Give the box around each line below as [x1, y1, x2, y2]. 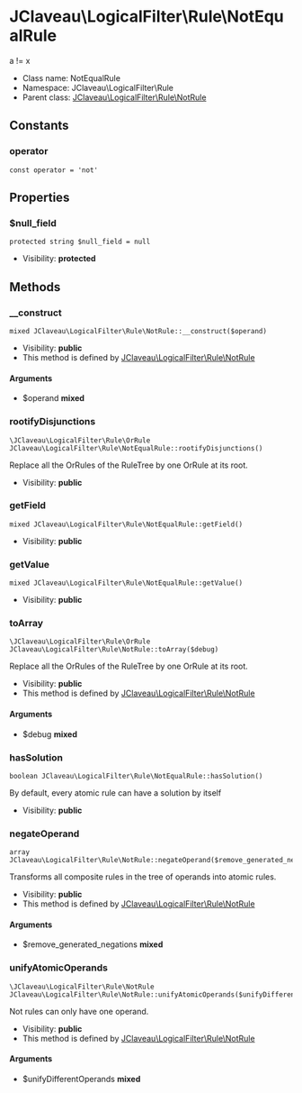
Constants [9, 118, 69, 133]
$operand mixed [22, 393, 85, 404]
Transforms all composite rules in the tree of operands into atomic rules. [9, 871, 277, 882]
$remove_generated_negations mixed [22, 939, 164, 950]
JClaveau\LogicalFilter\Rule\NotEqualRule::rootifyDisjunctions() [9, 443, 263, 452]
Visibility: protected [22, 253, 96, 264]
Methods [9, 279, 61, 295]
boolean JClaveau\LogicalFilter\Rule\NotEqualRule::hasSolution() [9, 771, 263, 780]
